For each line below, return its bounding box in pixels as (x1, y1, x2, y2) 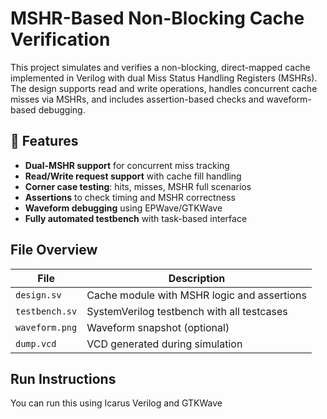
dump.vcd (15, 338, 57, 349)
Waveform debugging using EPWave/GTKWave (24, 202, 223, 214)
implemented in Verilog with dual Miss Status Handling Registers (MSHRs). (10, 72, 318, 84)
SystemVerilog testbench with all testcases (86, 304, 288, 318)
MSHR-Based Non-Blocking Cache (10, 7, 305, 30)
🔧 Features (10, 133, 79, 150)
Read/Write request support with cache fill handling (24, 170, 242, 182)
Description (168, 271, 226, 285)
